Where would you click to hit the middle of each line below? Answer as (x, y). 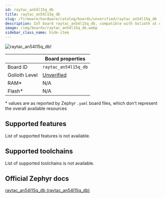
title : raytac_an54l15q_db (33, 14)
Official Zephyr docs (37, 179)
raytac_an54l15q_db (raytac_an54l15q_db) (47, 191)
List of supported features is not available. (48, 135)
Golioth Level (23, 75)
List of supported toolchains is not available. (50, 163)
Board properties (65, 59)
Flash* (15, 91)
